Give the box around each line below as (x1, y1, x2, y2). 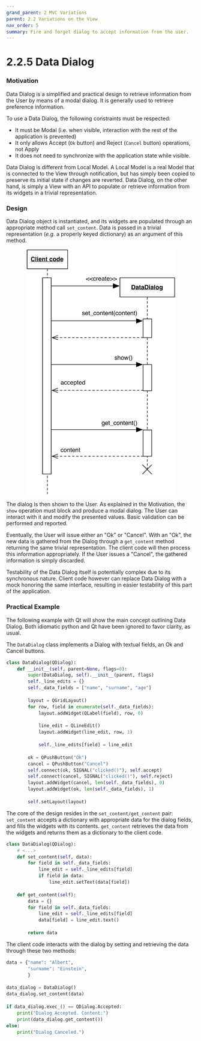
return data (28, 930, 58, 936)
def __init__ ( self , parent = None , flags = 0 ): (17, 666, 128, 672)
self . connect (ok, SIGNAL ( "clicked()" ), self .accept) (28, 767, 163, 773)
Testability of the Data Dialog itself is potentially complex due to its (6, 569, 171, 576)
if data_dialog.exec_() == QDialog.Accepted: (6, 1004, 122, 1010)
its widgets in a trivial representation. (6, 189, 98, 196)
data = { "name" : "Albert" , (6, 959, 74, 965)
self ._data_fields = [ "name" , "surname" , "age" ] (28, 685, 152, 691)
